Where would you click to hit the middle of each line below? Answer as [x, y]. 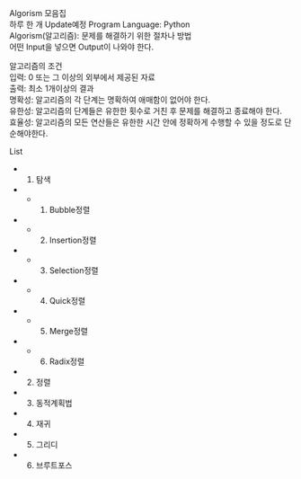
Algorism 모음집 [38, 13]
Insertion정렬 [73, 240]
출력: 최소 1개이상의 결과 [52, 89]
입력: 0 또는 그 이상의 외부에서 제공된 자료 [82, 77]
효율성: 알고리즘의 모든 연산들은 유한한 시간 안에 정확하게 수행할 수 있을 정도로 [146, 122]
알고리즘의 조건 [36, 66]
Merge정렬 [68, 331]
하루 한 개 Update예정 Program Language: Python [100, 24]
